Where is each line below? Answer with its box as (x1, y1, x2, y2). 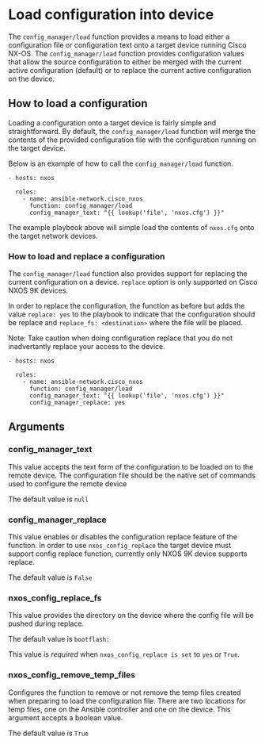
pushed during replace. (8, 619, 85, 628)
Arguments (8, 420, 66, 434)
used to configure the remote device (8, 478, 127, 489)
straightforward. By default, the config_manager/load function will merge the (8, 126, 256, 136)
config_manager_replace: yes (28, 399, 126, 407)
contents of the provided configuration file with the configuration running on (8, 135, 257, 144)
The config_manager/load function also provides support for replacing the (8, 269, 248, 278)
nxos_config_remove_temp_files (8, 669, 136, 681)
